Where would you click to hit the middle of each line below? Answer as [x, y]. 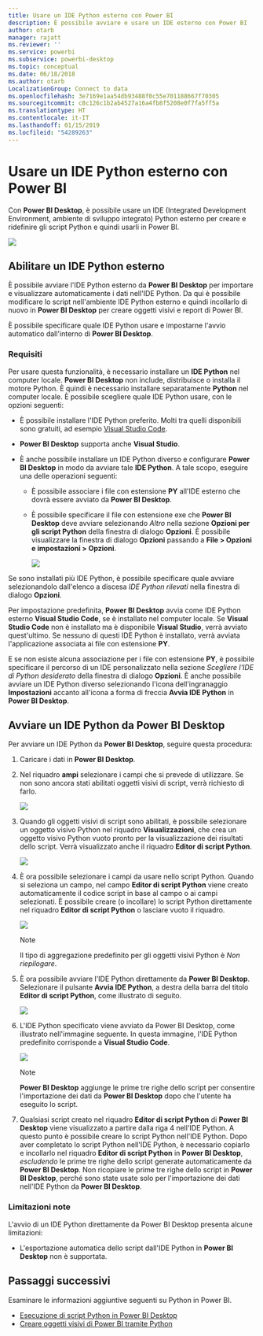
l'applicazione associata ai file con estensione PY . [89, 643]
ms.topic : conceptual [44, 67]
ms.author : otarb [37, 81]
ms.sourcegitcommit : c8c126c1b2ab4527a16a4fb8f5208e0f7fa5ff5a [114, 103]
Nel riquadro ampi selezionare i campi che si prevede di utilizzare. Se [131, 775]
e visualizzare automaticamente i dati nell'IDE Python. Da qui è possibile [124, 294]
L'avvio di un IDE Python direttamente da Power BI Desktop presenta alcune [131, 1224]
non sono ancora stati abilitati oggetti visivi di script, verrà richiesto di [132, 783]
